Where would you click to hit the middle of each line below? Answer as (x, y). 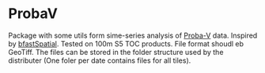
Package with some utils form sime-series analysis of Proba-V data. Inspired (133, 35)
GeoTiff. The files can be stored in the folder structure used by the (116, 52)
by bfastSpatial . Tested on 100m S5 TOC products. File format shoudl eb (126, 43)
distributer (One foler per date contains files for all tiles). (100, 60)
